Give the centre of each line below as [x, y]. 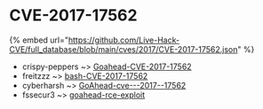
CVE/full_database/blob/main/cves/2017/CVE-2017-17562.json [124, 49]
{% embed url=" [39, 40]
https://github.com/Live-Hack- [124, 40]
